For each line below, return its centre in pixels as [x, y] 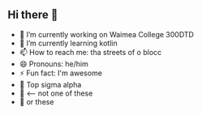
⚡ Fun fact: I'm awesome [61, 73]
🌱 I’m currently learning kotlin [69, 43]
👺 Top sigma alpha [50, 84]
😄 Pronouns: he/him [54, 64]
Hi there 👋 [33, 15]
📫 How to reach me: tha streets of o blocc [90, 52]
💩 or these [37, 101]
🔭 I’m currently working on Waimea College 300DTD [106, 34]
